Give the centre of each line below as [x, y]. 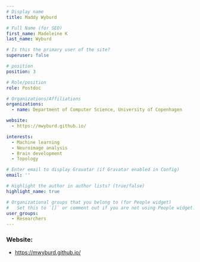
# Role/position [26, 82]
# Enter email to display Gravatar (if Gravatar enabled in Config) [93, 170]
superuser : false [28, 55]
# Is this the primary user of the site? [58, 50]
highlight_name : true [33, 191]
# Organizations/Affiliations [44, 99]
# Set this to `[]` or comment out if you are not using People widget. [101, 208]
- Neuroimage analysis [40, 148]
